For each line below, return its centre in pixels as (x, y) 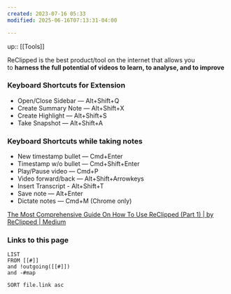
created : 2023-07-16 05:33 (47, 14)
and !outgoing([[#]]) (39, 267)
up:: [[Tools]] (26, 46)
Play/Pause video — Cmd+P (58, 171)
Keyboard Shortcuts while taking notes (75, 141)
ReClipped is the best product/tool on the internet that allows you (101, 59)
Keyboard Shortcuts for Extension (66, 85)
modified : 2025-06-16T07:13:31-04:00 (62, 20)
